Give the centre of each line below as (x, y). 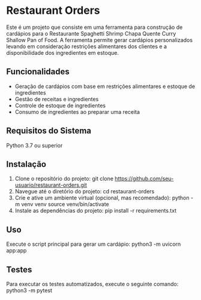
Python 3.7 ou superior (34, 145)
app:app (16, 251)
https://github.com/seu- (144, 179)
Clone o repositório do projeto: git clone (64, 179)
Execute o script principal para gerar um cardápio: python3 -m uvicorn (94, 244)
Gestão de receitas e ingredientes (57, 99)
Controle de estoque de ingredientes (60, 105)
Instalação (26, 164)
